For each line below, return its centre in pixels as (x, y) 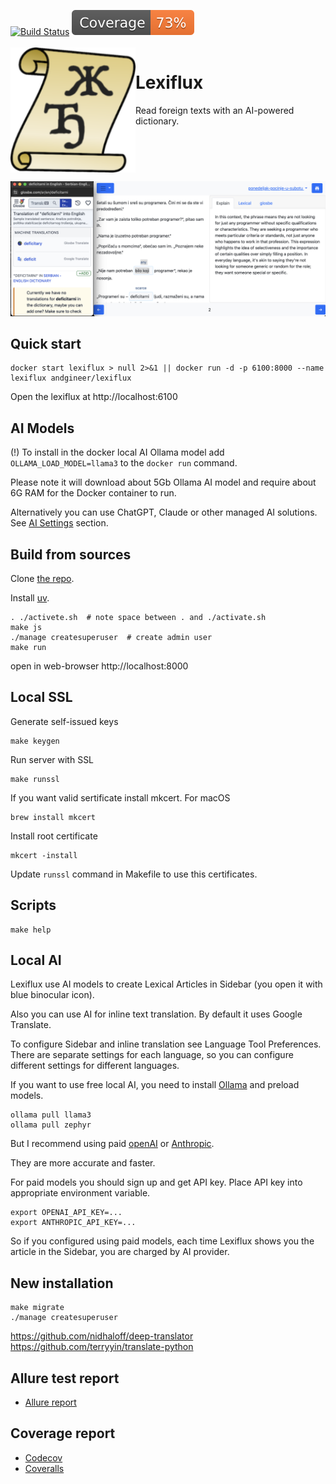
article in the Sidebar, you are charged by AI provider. (120, 1252)
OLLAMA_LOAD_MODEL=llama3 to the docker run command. (124, 463)
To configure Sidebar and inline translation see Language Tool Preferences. (166, 1044)
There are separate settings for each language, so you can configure (152, 1055)
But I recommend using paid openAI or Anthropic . (112, 1144)
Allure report (50, 1402)
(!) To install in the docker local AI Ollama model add (117, 452)
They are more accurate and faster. (83, 1163)
